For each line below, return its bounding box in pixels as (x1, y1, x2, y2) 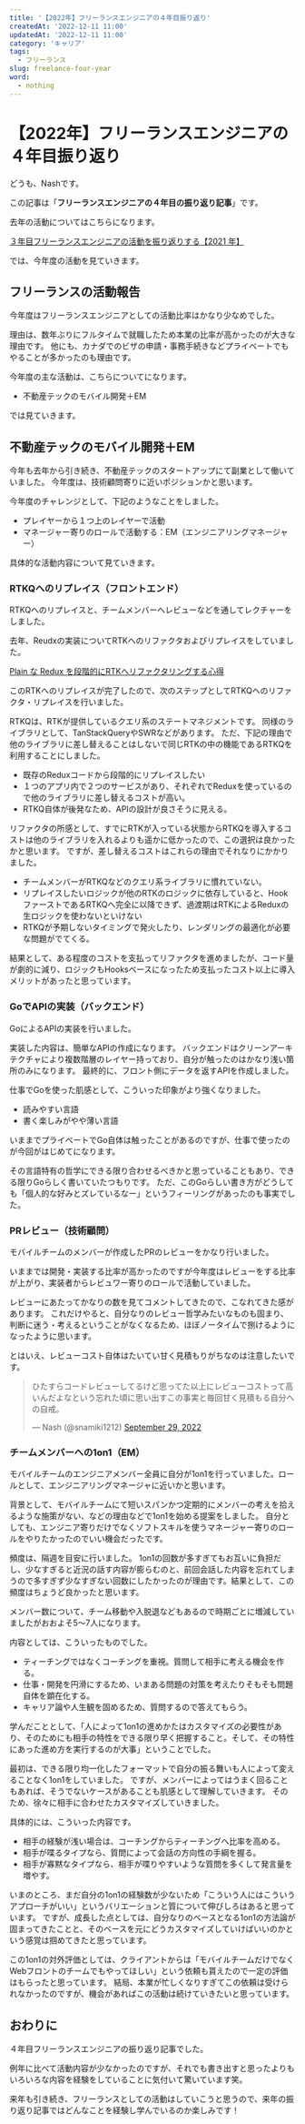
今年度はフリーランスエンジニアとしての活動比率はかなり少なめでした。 (9, 310, 280, 321)
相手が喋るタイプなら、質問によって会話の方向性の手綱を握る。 (22, 1847, 261, 1858)
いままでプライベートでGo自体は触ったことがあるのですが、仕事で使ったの (9, 1134, 290, 1145)
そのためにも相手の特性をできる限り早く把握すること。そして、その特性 (25, 1733, 295, 1744)
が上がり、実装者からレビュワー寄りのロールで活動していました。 (9, 1278, 256, 1289)
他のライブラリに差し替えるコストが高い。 (30, 793, 191, 804)
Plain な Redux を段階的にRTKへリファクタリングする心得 (9, 666, 225, 677)
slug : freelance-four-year (9, 65, 112, 74)
